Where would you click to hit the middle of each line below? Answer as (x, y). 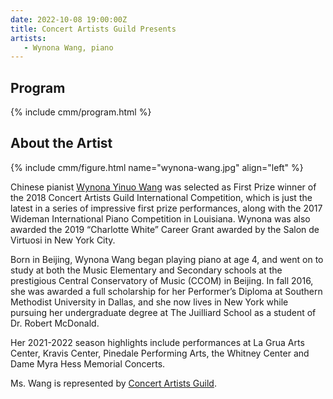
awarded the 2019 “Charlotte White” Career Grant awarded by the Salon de (165, 229)
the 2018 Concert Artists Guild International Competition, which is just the (161, 197)
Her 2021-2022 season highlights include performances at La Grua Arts (157, 342)
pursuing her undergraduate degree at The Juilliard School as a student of (163, 312)
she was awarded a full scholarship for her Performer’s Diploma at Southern (166, 291)
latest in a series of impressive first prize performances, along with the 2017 (166, 208)
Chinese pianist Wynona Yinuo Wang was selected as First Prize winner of (163, 187)
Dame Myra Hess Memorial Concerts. (88, 363)
